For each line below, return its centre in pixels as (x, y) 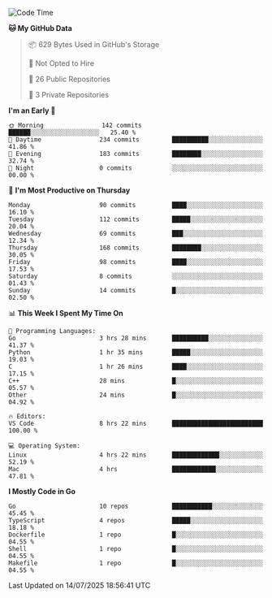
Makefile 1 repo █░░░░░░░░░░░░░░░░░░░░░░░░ (136, 563)
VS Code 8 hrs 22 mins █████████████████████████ (136, 423)
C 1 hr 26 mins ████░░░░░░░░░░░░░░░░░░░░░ (136, 366)
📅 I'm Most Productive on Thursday (69, 190)
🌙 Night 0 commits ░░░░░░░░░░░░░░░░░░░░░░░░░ (136, 168)
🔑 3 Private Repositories (69, 95)
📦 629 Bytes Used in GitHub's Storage (94, 44)
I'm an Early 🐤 (32, 110)
